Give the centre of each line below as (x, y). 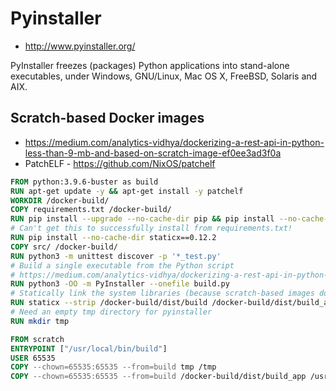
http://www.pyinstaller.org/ (80, 46)
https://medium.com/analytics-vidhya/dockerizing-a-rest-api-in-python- (174, 142)
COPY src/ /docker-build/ (64, 247)
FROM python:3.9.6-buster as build (84, 182)
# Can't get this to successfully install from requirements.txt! (151, 228)
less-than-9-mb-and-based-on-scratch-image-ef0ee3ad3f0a (153, 153)
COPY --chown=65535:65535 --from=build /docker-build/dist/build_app (158, 377)
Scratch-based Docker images (107, 118)
